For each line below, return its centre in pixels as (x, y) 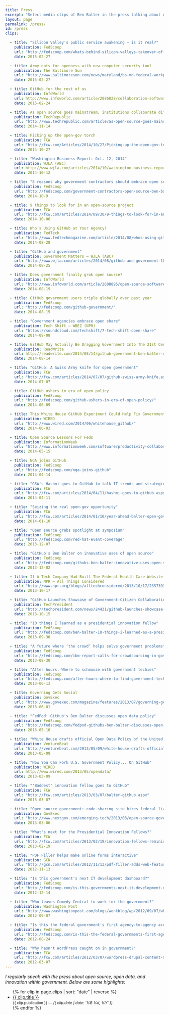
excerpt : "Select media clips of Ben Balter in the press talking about (83, 15)
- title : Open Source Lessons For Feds (52, 437)
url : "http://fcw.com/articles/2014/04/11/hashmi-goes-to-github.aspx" (91, 493)
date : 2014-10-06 (32, 219)
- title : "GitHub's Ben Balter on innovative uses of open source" (82, 553)
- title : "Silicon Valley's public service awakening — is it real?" (84, 43)
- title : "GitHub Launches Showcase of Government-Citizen (73, 600)
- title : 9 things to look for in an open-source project (72, 205)
